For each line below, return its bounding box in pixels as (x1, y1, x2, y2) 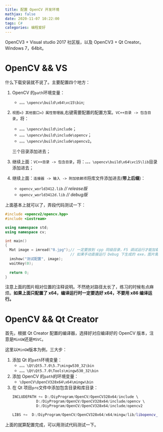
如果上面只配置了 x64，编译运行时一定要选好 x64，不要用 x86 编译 (14, 290, 148, 296)
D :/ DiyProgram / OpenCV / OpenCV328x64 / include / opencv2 (36, 404, 143, 409)
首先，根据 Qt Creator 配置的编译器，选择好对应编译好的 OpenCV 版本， (5, 330, 150, 336)
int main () (5, 238, 27, 244)
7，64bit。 (24, 45, 47, 51)
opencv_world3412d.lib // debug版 (19, 192, 88, 198)
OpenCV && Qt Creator (5, 314, 98, 324)
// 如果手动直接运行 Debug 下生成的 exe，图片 (70, 252, 155, 257)
